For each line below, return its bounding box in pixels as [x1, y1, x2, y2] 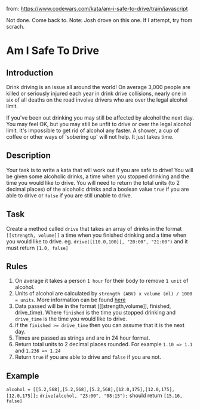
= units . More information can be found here [14, 296, 126, 304]
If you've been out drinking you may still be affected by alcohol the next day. [6, 114, 194, 121]
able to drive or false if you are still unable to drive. [6, 191, 133, 199]
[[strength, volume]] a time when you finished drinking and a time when [6, 231, 187, 239]
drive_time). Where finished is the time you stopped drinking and [14, 309, 176, 316]
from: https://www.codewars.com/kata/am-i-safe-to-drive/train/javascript [6, 5, 188, 12]
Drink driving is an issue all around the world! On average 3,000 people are [6, 84, 191, 90]
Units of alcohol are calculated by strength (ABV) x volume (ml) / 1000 [14, 290, 193, 297]
